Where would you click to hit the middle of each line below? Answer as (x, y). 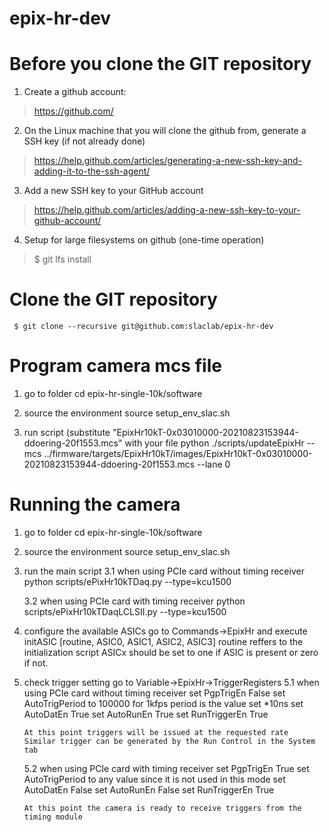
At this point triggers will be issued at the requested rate (156, 732)
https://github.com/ (73, 111)
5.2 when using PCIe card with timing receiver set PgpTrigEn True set (166, 768)
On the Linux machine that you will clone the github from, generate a (165, 131)
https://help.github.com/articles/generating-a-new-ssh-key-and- (168, 161)
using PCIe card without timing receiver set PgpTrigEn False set (154, 693)
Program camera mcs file (115, 366)
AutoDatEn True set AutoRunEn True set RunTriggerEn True (146, 714)
